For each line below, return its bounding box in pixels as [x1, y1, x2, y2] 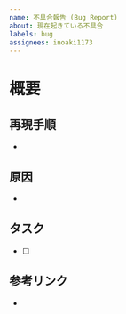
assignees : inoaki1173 [9, 37, 93, 47]
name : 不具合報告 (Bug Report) [9, 12, 118, 22]
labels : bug [9, 29, 53, 38]
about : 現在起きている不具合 [9, 21, 104, 30]
